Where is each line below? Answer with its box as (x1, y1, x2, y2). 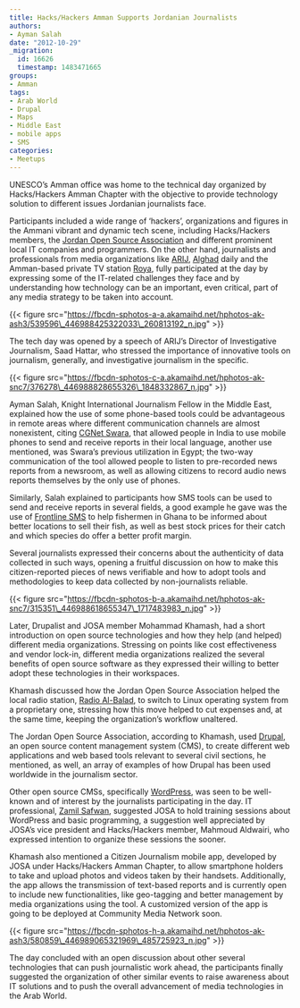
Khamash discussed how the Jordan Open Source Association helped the (9, 685, 280, 696)
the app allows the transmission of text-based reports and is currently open (9, 879, 287, 890)
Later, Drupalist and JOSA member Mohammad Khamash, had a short (9, 620, 266, 631)
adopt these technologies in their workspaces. (9, 667, 180, 678)
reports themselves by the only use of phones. (9, 475, 181, 486)
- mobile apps (9, 130, 62, 139)
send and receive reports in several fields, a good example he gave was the (9, 502, 287, 512)
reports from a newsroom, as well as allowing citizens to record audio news (9, 465, 287, 476)
